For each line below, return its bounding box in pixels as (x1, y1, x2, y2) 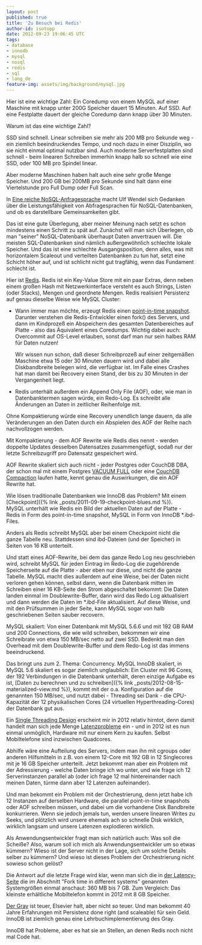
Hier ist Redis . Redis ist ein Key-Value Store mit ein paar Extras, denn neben (6, 277, 194, 283)
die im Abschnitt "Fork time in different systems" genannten (20, 878, 168, 885)
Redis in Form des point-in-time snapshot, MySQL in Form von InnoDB (6, 512, 180, 518)
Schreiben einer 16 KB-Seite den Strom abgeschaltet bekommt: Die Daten (6, 586, 188, 593)
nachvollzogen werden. (6, 425, 64, 432)
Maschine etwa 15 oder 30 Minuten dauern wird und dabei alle (14, 357, 170, 364)
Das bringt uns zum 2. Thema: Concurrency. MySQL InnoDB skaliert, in (6, 660, 182, 667)
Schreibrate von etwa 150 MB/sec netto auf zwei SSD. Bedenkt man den (6, 635, 185, 643)
